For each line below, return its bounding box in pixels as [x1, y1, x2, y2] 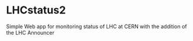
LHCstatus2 [6, 4, 66, 17]
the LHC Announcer [6, 29, 55, 36]
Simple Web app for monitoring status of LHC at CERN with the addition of [6, 23, 188, 30]
